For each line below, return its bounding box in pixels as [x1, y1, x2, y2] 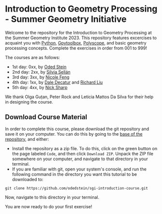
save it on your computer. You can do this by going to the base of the [5, 131, 143, 137]
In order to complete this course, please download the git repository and [5, 126, 149, 132]
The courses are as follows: [5, 54, 60, 60]
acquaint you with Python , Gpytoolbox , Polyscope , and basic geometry [5, 40, 147, 46]
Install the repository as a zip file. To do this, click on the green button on [12, 145, 158, 151]
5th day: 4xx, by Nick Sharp [12, 84, 68, 90]
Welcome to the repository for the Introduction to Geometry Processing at [5, 30, 152, 35]
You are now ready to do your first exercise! [5, 203, 92, 209]
